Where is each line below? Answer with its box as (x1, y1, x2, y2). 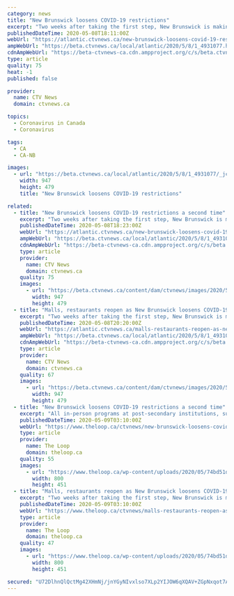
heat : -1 (7, 68, 33, 75)
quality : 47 (19, 540, 54, 547)
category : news (7, 10, 52, 17)
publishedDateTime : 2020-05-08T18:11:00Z (7, 29, 130, 37)
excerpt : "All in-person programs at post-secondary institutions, (19, 410, 219, 417)
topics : (7, 113, 30, 121)
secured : (7, 578, 33, 586)
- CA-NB (13, 151, 36, 159)
